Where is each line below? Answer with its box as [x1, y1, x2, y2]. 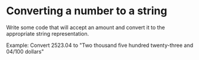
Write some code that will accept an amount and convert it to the [6, 24, 166, 31]
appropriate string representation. [6, 30, 89, 37]
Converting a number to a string [6, 4, 167, 18]
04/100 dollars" [6, 48, 45, 55]
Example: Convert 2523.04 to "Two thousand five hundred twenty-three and [6, 42, 194, 49]
